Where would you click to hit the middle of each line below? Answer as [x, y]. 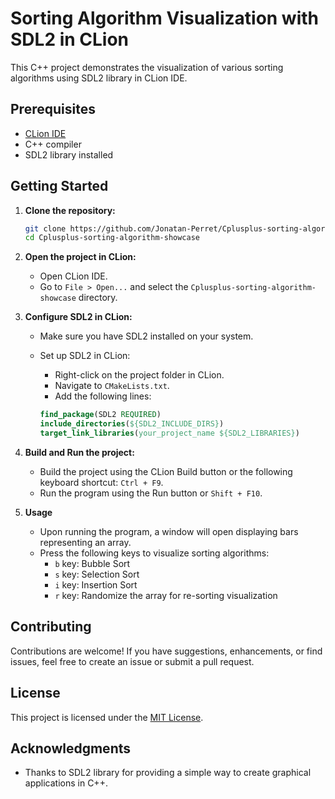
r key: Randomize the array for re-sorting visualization [166, 595]
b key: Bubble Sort [92, 563]
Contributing [51, 627]
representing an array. [85, 542]
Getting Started [59, 186]
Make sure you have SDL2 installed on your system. [146, 336]
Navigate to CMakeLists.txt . [112, 386]
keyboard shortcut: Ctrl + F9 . [101, 482]
